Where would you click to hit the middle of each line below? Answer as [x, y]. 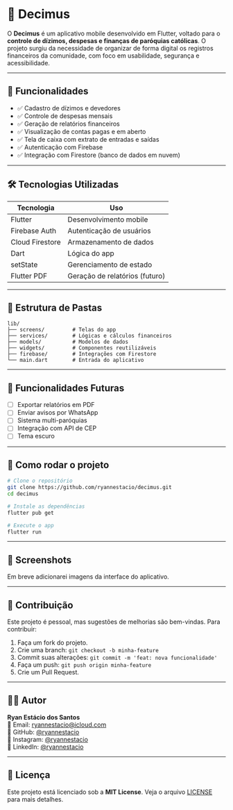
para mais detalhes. [35, 799]
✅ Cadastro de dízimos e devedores [69, 108]
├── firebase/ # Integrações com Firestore [82, 354]
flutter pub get [31, 513]
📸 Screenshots [40, 560]
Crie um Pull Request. [48, 672]
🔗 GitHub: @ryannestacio [43, 732]
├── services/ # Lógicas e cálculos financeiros [89, 336]
